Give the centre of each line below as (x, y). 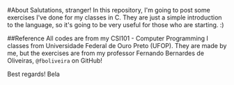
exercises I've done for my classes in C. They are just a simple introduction (115, 17)
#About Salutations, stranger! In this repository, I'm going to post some (109, 10)
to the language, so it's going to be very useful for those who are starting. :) (116, 25)
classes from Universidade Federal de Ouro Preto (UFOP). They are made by (117, 46)
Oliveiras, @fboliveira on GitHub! (55, 61)
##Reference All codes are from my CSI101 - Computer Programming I (108, 38)
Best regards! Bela (34, 74)
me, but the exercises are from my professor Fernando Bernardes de (106, 53)
